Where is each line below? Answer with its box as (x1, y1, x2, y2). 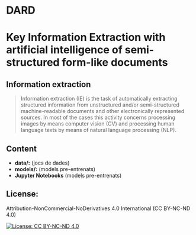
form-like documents (62, 56, 168, 69)
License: (6, 189, 38, 199)
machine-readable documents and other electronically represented (20, 108, 185, 115)
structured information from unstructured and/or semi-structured (20, 101, 179, 108)
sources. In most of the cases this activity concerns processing (20, 114, 176, 121)
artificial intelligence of (6, 43, 123, 57)
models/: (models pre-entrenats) (14, 166, 96, 172)
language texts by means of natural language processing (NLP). (20, 127, 176, 134)
